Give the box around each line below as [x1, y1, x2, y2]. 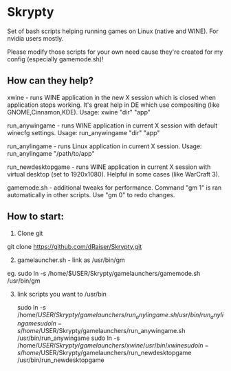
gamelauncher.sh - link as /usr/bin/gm [16, 256, 125, 264]
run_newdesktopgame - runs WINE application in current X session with [7, 163, 211, 171]
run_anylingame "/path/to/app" [7, 149, 95, 157]
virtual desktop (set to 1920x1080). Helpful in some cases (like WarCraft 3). [7, 170, 220, 178]
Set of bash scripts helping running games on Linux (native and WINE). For [7, 27, 219, 35]
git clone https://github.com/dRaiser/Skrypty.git [7, 242, 142, 250]
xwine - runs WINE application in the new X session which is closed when [7, 93, 217, 101]
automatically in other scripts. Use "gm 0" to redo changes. [7, 190, 175, 199]
